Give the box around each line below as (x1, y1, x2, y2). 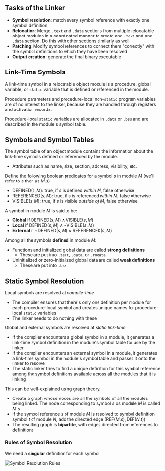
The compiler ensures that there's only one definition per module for (12, 299, 151, 305)
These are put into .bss (19, 262, 67, 268)
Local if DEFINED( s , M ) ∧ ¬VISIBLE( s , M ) (12, 222, 95, 228)
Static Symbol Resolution (5, 277, 84, 285)
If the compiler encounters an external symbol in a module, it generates (12, 350, 158, 356)
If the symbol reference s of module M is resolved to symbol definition (12, 411, 155, 417)
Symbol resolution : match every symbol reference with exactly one (12, 17, 150, 23)
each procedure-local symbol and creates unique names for (12, 305, 134, 311)
